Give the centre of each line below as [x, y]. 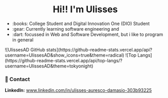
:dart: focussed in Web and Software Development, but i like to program [88, 34]
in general [23, 40]
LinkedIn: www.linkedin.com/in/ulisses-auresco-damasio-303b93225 [78, 90]
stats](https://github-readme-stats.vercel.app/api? [99, 50]
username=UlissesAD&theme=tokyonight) [49, 66]
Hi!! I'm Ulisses [85, 9]
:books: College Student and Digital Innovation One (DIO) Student [81, 23]
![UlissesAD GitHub [25, 50]
